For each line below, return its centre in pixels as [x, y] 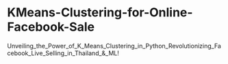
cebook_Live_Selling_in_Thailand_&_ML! [63, 53]
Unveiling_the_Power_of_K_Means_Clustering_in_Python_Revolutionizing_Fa [114, 46]
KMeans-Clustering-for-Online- [100, 13]
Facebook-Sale [51, 27]
